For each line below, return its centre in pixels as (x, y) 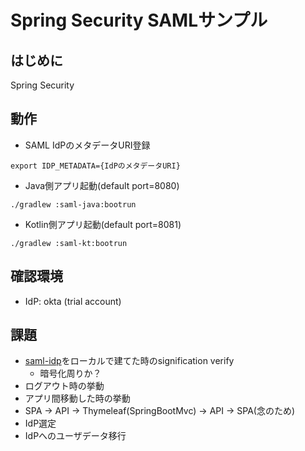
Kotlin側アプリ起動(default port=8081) (103, 224)
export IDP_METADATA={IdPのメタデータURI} (95, 166)
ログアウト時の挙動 (64, 386)
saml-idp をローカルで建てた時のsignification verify (129, 361)
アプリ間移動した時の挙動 (77, 398)
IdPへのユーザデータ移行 (75, 436)
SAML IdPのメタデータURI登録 (87, 145)
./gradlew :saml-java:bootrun (73, 204)
